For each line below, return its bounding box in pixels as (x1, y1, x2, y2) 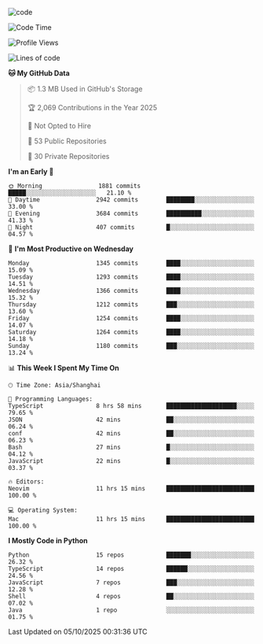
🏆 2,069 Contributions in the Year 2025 (27, 103, 158, 112)
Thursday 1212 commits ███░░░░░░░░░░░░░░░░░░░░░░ (8, 301, 255, 309)
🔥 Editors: (8, 478, 45, 486)
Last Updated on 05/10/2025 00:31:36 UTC (8, 627, 148, 636)
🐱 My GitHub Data (8, 68, 71, 78)
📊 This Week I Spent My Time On (8, 363, 119, 372)
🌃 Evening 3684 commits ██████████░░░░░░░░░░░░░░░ (8, 209, 255, 217)
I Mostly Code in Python (8, 536, 88, 545)
